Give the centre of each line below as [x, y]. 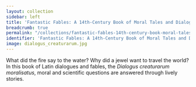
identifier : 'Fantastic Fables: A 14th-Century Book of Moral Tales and [96, 38]
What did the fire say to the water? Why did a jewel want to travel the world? [98, 60]
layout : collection [30, 11]
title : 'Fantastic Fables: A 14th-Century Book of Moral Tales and [90, 22]
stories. [15, 78]
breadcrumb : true [27, 28]
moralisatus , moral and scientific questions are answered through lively [92, 72]
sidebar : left [23, 17]
